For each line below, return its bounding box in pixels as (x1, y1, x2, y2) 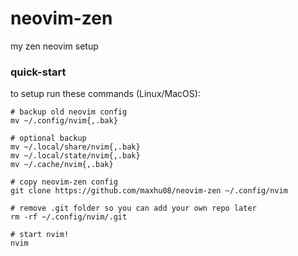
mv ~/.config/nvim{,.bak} (10, 116, 118, 126)
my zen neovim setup (10, 40, 99, 52)
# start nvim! (10, 230, 70, 240)
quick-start (10, 65, 67, 79)
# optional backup (10, 133, 87, 144)
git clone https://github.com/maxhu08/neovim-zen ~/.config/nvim (10, 186, 288, 196)
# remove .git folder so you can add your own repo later (10, 203, 257, 214)
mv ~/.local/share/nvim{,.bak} (10, 142, 141, 152)
